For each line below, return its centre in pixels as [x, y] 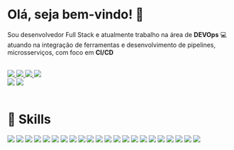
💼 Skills [29, 119]
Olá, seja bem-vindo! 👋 [76, 15]
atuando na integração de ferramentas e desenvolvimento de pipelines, [112, 45]
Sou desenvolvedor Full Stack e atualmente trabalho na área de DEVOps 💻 [117, 34]
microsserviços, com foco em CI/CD [61, 52]
